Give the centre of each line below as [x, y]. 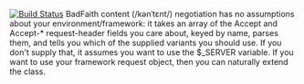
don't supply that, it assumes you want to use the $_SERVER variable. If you [152, 52]
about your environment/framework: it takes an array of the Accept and [144, 23]
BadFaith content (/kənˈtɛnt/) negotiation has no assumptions [180, 14]
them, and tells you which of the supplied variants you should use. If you [146, 42]
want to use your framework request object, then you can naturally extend [149, 62]
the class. [28, 71]
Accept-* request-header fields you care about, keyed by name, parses [144, 33]
